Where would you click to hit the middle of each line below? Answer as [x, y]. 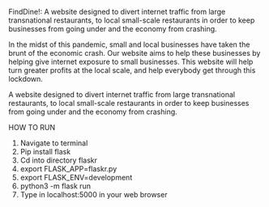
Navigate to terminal [54, 143]
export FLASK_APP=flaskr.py [68, 169]
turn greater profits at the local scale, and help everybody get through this [132, 70]
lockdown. [26, 79]
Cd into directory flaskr [59, 160]
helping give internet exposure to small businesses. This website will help [131, 61]
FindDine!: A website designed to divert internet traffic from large [117, 12]
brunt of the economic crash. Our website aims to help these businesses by [134, 53]
